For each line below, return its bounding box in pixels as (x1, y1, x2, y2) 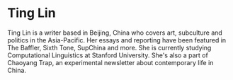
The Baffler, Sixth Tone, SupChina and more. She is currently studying (7, 43, 212, 52)
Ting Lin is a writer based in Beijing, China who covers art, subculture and (7, 28, 223, 37)
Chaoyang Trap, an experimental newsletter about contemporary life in (7, 58, 214, 67)
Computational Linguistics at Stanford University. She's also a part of (7, 51, 209, 59)
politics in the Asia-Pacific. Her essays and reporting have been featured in (7, 35, 227, 44)
